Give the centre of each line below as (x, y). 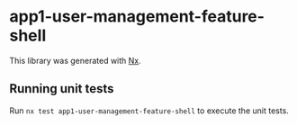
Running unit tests (62, 89)
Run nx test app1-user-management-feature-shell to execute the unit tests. (149, 111)
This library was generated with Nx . (75, 60)
